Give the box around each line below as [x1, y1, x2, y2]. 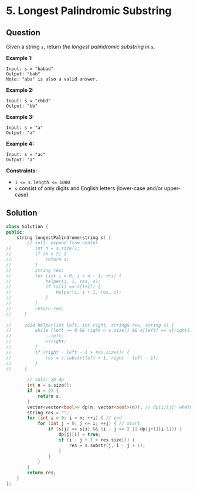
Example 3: [6, 114, 34, 120]
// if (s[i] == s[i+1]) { [6, 284, 101, 290]
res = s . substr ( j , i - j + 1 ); [69, 443, 145, 448]
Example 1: [6, 55, 33, 61]
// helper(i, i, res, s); [6, 278, 101, 284]
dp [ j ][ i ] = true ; [58, 431, 101, 438]
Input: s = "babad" [6, 66, 54, 72]
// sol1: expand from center [27, 240, 98, 246]
